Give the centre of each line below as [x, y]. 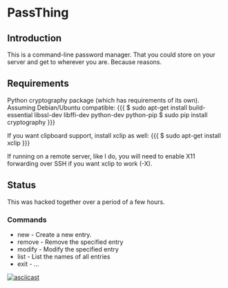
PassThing [38, 13]
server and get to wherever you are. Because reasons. [85, 62]
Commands [27, 220]
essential [20, 114]
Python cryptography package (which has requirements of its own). [103, 100]
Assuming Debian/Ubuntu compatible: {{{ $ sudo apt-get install [97, 107]
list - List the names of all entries [64, 256]
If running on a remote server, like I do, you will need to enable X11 [101, 156]
